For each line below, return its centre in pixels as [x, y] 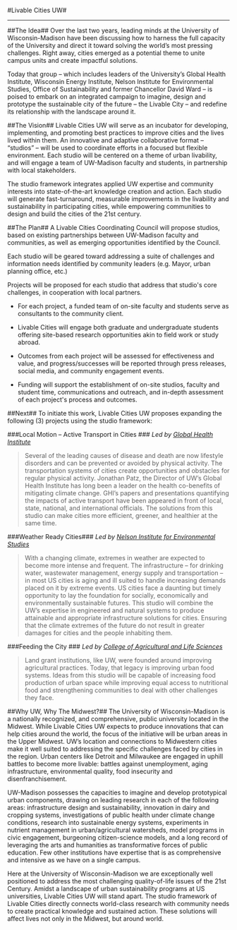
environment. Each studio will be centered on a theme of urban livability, [112, 155]
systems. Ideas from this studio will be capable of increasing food [120, 675]
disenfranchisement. [37, 779]
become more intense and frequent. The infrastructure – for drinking [124, 565]
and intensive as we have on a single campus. [74, 860]
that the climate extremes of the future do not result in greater [114, 625]
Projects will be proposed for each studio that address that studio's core [112, 285]
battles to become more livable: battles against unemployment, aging [108, 764]
